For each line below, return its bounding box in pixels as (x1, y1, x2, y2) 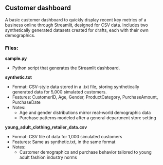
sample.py (5, 55, 27, 61)
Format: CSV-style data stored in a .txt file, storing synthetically (12, 84, 140, 90)
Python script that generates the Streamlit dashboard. (12, 65, 120, 71)
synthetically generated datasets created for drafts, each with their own (5, 27, 149, 33)
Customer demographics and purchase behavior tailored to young (19, 149, 152, 155)
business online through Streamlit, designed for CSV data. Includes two (5, 22, 148, 28)
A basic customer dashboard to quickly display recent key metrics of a (5, 17, 147, 22)
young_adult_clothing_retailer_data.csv (5, 124, 87, 130)
